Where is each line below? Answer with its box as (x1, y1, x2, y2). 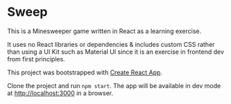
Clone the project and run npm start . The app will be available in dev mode (7, 81, 221, 90)
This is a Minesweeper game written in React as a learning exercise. (7, 27, 202, 35)
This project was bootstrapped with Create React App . (7, 68, 163, 76)
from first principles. (7, 54, 66, 63)
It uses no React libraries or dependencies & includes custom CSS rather (7, 40, 215, 48)
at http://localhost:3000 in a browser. (7, 89, 114, 97)
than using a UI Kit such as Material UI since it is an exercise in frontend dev (7, 48, 224, 56)
